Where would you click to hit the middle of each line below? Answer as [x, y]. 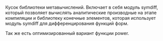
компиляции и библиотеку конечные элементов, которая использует [81, 18]
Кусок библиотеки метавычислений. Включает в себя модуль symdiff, [82, 7]
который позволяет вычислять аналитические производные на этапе [81, 13]
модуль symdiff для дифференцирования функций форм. [67, 23]
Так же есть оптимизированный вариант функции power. [67, 33]
